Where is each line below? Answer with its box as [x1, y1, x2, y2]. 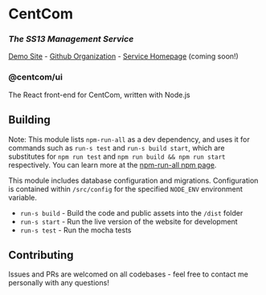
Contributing [8, 248, 74, 261]
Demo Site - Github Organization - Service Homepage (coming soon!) [8, 51, 239, 61]
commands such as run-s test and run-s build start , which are [8, 143, 225, 152]
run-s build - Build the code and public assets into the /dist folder [19, 208, 243, 217]
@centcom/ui [8, 71, 63, 83]
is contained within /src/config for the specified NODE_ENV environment [8, 184, 243, 193]
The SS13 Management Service [8, 34, 134, 45]
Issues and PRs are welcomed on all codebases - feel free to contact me [8, 269, 249, 279]
